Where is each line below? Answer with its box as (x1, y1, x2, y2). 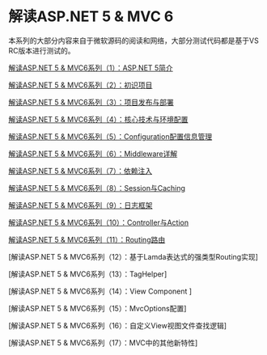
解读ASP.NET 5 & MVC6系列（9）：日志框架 (8, 200, 153, 210)
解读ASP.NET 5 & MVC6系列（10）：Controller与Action (8, 218, 189, 227)
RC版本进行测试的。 (8, 45, 75, 55)
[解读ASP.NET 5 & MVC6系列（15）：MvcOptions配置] (8, 303, 187, 313)
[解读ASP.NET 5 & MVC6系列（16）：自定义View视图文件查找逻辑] (8, 320, 227, 330)
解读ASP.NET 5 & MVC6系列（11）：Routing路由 (8, 235, 166, 244)
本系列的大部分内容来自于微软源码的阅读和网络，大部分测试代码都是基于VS (8, 36, 259, 45)
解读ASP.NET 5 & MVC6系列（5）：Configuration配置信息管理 (8, 131, 213, 142)
